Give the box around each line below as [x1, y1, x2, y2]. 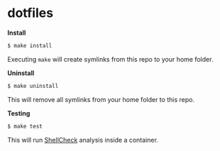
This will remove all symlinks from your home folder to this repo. [7, 95, 195, 104]
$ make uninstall [7, 82, 59, 89]
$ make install [7, 42, 53, 49]
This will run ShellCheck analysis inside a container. [7, 135, 158, 144]
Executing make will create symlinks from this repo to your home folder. [7, 55, 214, 63]
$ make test [7, 123, 43, 130]
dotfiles [7, 5, 54, 21]
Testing [7, 108, 31, 118]
